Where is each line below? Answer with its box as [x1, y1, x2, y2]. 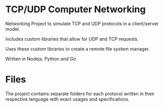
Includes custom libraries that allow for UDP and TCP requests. [5, 36, 139, 42]
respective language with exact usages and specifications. [5, 96, 130, 102]
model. [5, 26, 20, 32]
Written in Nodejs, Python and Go [5, 55, 76, 62]
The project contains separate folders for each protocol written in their [5, 91, 155, 97]
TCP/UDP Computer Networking [5, 4, 146, 15]
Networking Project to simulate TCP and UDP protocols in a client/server [5, 20, 159, 27]
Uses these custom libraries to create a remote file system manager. [5, 46, 150, 52]
